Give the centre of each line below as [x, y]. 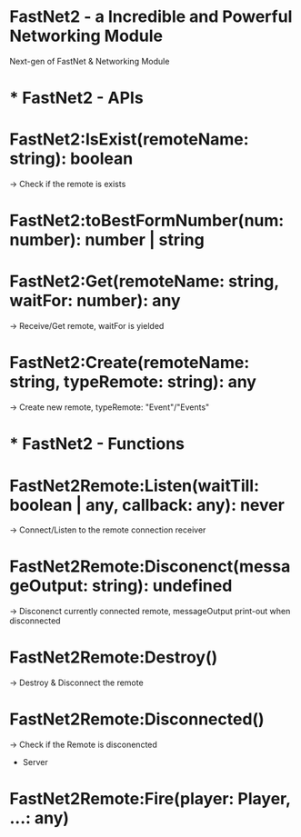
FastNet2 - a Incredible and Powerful [151, 17]
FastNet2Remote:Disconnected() [137, 719]
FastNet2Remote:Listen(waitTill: [135, 486]
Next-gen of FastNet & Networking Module [90, 61]
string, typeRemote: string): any [133, 382]
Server [35, 762]
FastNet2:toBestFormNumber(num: [147, 221]
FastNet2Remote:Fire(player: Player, [150, 799]
